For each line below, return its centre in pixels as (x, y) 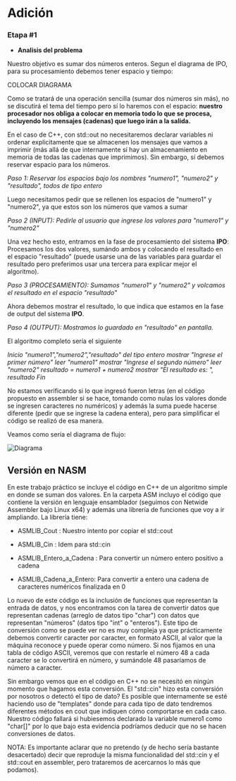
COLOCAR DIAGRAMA (40, 85)
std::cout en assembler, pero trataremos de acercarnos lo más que (104, 763)
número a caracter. (35, 668)
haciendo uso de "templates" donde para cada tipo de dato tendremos (110, 704)
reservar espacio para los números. (59, 165)
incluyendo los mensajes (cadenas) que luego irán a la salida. (99, 121)
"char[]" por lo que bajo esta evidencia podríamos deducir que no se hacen (117, 726)
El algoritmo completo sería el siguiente (64, 341)
